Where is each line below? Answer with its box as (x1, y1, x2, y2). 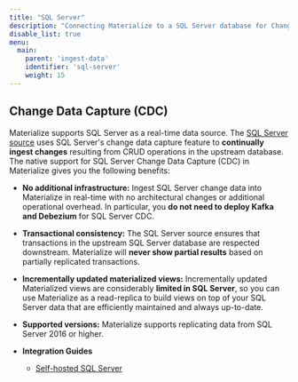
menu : (9, 37, 29, 47)
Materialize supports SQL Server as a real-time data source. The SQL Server (9, 127, 288, 138)
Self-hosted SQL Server (35, 362, 122, 373)
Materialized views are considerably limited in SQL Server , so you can (21, 283, 280, 293)
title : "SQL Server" (9, 12, 86, 22)
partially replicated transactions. (21, 256, 140, 267)
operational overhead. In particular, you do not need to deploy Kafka (21, 201, 275, 211)
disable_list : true (9, 29, 82, 38)
